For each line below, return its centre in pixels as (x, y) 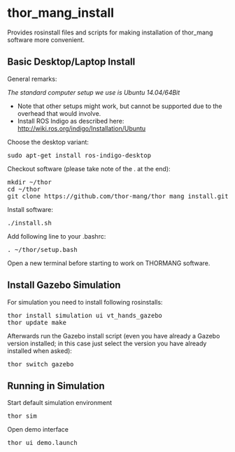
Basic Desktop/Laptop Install (71, 62)
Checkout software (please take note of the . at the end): (89, 168)
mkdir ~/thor (30, 182)
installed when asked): (40, 351)
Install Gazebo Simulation (64, 285)
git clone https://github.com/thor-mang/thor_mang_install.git (118, 196)
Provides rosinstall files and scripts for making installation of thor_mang (110, 32)
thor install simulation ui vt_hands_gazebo (85, 315)
